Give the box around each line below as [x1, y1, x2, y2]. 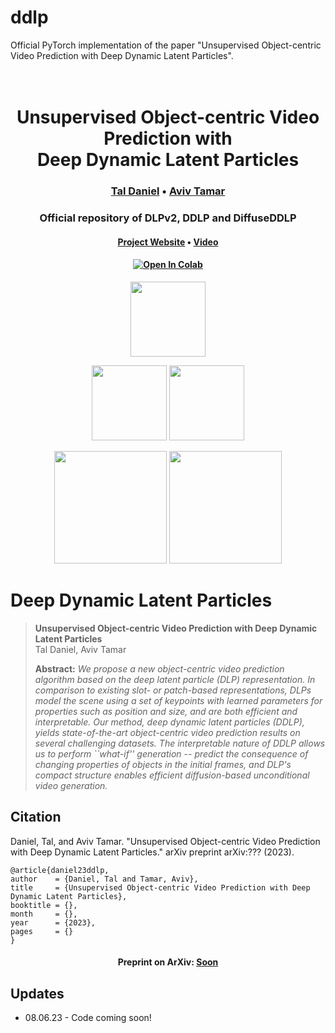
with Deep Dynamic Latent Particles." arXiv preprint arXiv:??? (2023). [10, 846, 295, 858]
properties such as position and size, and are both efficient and [34, 705, 298, 717]
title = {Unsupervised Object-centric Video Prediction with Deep [10, 882, 311, 893]
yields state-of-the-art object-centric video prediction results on [34, 726, 301, 738]
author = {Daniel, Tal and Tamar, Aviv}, [10, 874, 199, 884]
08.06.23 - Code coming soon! [24, 1011, 152, 1023]
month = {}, [10, 909, 78, 919]
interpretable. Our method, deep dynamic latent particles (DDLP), [34, 716, 305, 728]
